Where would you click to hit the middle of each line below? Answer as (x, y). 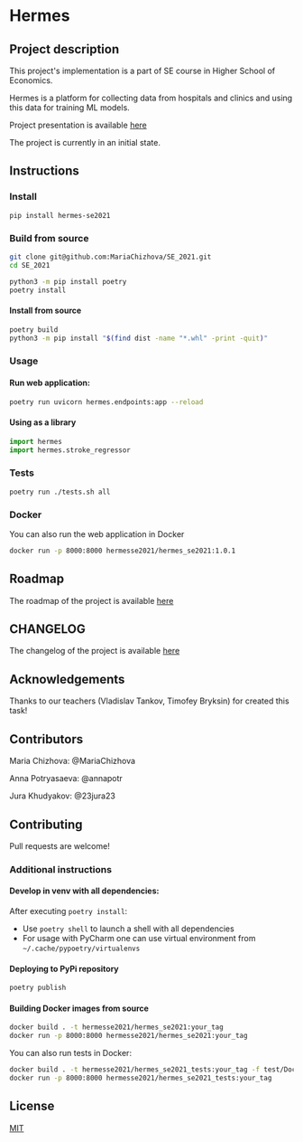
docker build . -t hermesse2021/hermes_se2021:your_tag (116, 1027)
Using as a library (43, 422)
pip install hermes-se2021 (60, 215)
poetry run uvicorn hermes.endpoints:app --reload (106, 402)
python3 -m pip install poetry (68, 281)
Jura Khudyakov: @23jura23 (62, 796)
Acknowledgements (67, 679)
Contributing (46, 824)
